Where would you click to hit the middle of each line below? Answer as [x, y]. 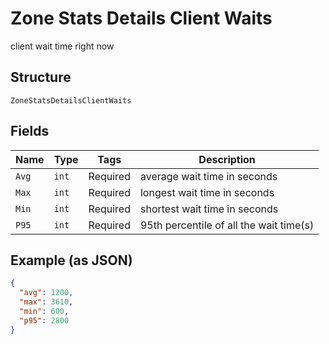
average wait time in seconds [208, 176]
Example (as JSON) [71, 260]
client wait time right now [62, 46]
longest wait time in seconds [207, 192]
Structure [41, 77]
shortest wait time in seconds [209, 209]
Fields [30, 131]
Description [227, 159]
